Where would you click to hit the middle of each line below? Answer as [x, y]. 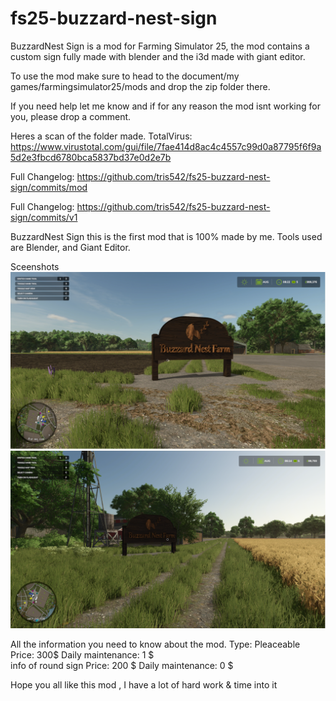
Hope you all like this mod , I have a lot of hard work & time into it [144, 684]
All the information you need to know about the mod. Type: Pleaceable [155, 644]
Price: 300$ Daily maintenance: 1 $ [82, 654]
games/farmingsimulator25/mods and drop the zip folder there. [140, 86]
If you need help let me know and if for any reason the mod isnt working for [165, 106]
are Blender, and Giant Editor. [70, 247]
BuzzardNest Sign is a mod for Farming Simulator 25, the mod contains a [160, 46]
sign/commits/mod [49, 187]
